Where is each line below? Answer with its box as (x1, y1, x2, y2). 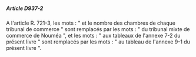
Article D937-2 (6, 5, 44, 12)
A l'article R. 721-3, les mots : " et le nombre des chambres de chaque (6, 19, 175, 26)
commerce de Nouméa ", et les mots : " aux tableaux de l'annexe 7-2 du (6, 32, 181, 39)
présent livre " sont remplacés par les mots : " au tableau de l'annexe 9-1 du (6, 38, 190, 45)
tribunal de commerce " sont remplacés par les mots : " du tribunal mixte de (6, 25, 190, 32)
